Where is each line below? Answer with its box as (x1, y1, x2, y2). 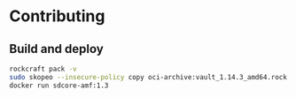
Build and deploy (9, 41, 104, 56)
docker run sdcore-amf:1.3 (9, 81, 109, 90)
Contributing (9, 6, 105, 26)
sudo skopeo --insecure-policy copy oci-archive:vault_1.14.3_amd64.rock (9, 72, 288, 81)
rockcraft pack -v (9, 64, 77, 73)
